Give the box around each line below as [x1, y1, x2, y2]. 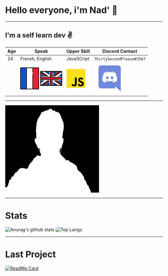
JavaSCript [66, 55, 89, 61]
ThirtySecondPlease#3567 [94, 56, 146, 61]
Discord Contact [102, 48, 137, 54]
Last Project [5, 249, 56, 260]
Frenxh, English [20, 55, 52, 61]
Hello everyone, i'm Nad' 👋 [5, 4, 118, 16]
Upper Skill [66, 48, 90, 54]
